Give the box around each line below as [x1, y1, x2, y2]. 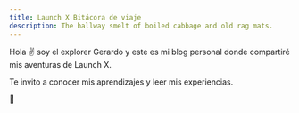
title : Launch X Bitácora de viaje [9, 12, 142, 22]
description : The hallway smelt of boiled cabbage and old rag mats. [9, 21, 274, 30]
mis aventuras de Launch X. [9, 59, 112, 69]
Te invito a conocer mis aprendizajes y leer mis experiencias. [9, 77, 234, 87]
